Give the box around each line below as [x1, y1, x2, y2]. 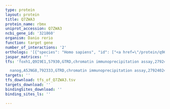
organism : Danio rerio [5, 36, 53, 41]
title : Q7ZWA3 [5, 17, 35, 22]
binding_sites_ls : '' [5, 91, 51, 96]
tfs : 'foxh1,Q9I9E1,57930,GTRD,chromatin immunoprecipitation [5, 59, 139, 64]
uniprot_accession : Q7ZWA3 [5, 26, 62, 31]
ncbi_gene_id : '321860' [5, 31, 56, 36]
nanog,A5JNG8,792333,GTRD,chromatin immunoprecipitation [10, 68, 133, 73]
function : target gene [5, 40, 53, 45]
